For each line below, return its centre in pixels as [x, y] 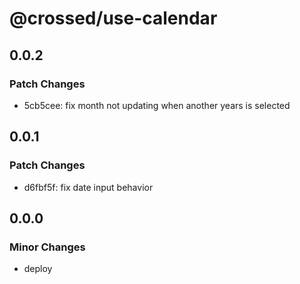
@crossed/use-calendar [113, 18]
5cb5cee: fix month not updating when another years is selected [157, 105]
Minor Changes [47, 247]
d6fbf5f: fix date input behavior [88, 187]
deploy [38, 269]
